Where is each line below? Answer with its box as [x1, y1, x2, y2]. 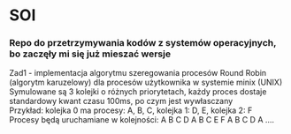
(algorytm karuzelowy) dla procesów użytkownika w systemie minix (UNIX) [9, 77, 283, 88]
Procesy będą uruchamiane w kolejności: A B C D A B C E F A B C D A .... [9, 115, 275, 125]
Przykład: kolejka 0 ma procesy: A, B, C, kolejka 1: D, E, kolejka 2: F [9, 105, 253, 115]
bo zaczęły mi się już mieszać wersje [9, 48, 171, 60]
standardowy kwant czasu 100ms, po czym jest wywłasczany [9, 96, 234, 107]
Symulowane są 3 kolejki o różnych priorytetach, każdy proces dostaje [9, 86, 267, 97]
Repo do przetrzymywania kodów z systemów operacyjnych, [9, 37, 277, 49]
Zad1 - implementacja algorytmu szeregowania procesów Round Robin [9, 68, 267, 78]
